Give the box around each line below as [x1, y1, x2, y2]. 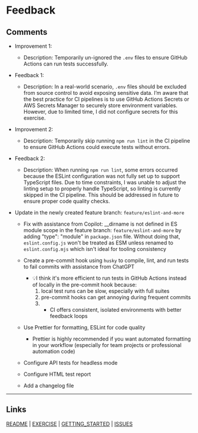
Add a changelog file [23, 382, 74, 389]
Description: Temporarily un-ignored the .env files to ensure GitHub [23, 54, 187, 61]
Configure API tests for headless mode [23, 359, 118, 366]
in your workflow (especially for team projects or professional [32, 342, 181, 348]
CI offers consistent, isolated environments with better [49, 306, 181, 313]
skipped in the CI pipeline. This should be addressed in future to [23, 191, 179, 198]
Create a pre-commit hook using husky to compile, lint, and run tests [23, 257, 189, 264]
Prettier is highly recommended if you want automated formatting [32, 335, 191, 342]
